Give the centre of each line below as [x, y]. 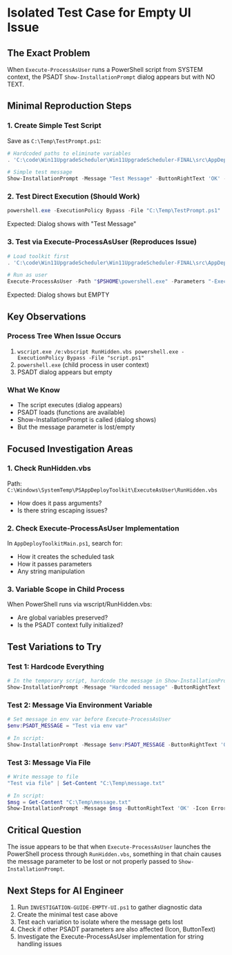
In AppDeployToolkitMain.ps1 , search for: [65, 544]
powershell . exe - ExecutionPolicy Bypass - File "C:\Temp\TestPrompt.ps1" [114, 211]
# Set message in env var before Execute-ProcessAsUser [89, 720]
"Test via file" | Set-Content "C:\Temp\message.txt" [86, 783]
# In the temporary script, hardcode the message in [85, 681]
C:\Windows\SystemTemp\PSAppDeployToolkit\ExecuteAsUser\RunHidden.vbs [112, 490]
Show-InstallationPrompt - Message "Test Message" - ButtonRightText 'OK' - [117, 179]
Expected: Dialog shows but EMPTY [58, 295]
